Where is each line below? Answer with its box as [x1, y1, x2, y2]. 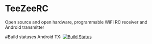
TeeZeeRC [5, 3, 49, 14]
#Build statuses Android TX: [5, 34, 62, 40]
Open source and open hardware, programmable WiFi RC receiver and [5, 19, 148, 25]
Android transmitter [5, 24, 45, 30]
